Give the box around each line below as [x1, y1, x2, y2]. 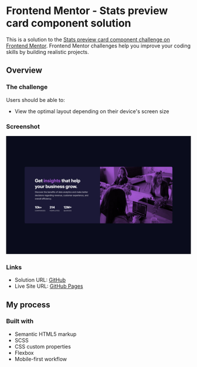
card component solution [6, 16, 131, 30]
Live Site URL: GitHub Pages [14, 283, 83, 290]
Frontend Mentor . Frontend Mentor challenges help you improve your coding [6, 42, 191, 49]
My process [6, 300, 50, 310]
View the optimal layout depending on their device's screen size [14, 107, 169, 115]
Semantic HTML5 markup [14, 330, 77, 338]
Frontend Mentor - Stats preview [6, 4, 168, 18]
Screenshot [6, 122, 40, 130]
